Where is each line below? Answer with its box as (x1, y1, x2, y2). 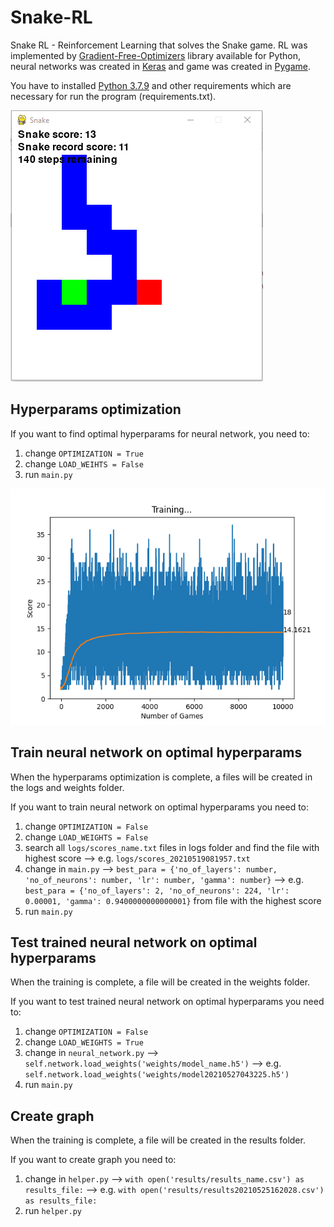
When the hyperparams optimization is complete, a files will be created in (10, 771, 313, 783)
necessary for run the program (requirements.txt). (10, 90, 217, 102)
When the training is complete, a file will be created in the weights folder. (10, 976, 311, 988)
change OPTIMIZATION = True (24, 447, 144, 459)
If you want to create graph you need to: (10, 1154, 177, 1166)
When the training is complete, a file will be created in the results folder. (10, 1134, 306, 1146)
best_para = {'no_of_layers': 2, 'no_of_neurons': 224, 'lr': (24, 886, 290, 896)
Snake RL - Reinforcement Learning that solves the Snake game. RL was (10, 39, 308, 51)
